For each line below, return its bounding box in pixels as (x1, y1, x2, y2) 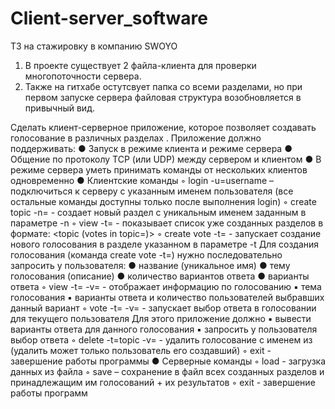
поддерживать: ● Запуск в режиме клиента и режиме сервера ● (10, 142, 293, 154)
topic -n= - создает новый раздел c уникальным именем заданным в (10, 206, 307, 218)
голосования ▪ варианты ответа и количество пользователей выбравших (10, 291, 325, 303)
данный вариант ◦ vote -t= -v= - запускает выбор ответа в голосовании (10, 302, 317, 314)
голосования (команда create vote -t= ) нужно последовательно (10, 248, 283, 261)
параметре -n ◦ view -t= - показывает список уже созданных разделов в (10, 217, 324, 229)
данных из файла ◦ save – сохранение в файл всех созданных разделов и (10, 365, 325, 377)
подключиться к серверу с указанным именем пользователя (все (10, 185, 294, 197)
